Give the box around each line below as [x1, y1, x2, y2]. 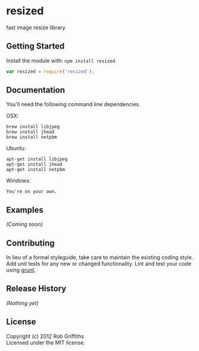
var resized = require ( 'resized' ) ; [6, 69, 95, 74]
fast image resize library [6, 24, 66, 31]
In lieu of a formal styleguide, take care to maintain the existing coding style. [6, 254, 194, 261]
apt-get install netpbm [6, 167, 66, 173]
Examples [6, 204, 43, 215]
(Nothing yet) [6, 299, 39, 306]
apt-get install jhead [6, 161, 63, 167]
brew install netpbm [6, 134, 58, 141]
